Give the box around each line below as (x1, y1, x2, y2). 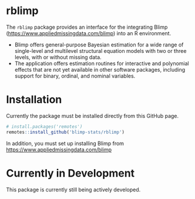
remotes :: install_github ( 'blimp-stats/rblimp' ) (6, 129, 125, 135)
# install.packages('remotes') (6, 123, 83, 130)
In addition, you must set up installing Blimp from (6, 140, 125, 147)
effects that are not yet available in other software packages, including (14, 66, 186, 73)
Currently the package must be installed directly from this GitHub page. (6, 112, 179, 119)
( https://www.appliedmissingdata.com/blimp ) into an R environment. (6, 29, 172, 36)
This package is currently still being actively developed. (6, 186, 141, 193)
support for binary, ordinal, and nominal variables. (14, 72, 136, 79)
